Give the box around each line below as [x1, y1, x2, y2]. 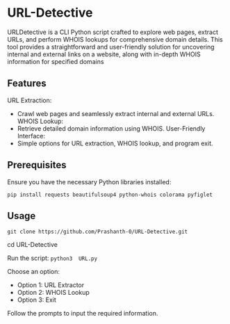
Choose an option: [7, 268, 60, 276]
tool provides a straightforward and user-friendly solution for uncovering [7, 42, 215, 51]
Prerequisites [7, 159, 67, 171]
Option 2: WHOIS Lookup [17, 289, 90, 297]
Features [7, 78, 47, 90]
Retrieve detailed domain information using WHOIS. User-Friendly [17, 124, 206, 133]
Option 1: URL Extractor [17, 281, 85, 289]
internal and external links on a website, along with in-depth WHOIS [7, 50, 201, 58]
